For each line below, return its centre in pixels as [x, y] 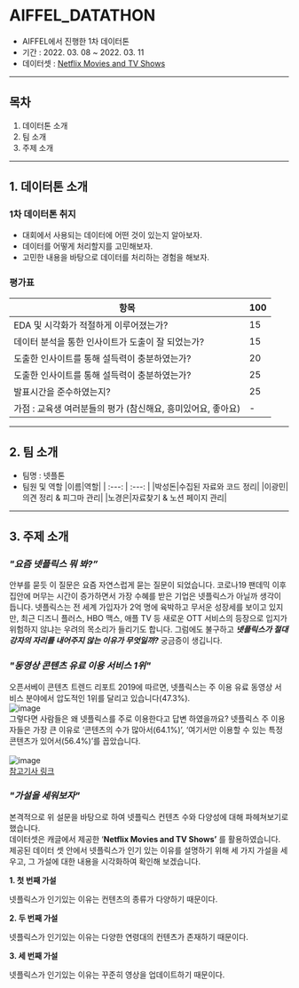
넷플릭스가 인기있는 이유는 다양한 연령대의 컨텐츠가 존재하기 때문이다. [129, 936]
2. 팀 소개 [34, 453]
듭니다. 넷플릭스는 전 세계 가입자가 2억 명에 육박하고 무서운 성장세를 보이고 [138, 607]
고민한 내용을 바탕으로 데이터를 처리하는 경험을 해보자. [116, 258]
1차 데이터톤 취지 [43, 214]
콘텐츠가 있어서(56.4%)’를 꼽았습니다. [75, 741]
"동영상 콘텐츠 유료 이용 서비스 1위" [80, 665]
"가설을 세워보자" [45, 796]
